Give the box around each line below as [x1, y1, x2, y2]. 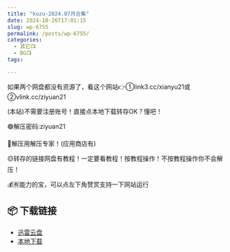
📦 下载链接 [7, 205, 58, 217]
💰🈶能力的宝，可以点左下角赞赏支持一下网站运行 [7, 180, 149, 189]
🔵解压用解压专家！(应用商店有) [7, 139, 96, 148]
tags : [7, 56, 23, 63]
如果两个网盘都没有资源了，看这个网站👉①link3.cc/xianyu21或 [7, 82, 191, 91]
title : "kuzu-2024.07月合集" [7, 10, 90, 18]
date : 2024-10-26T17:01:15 [7, 17, 87, 24]
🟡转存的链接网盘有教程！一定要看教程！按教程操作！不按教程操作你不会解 [7, 154, 223, 163]
